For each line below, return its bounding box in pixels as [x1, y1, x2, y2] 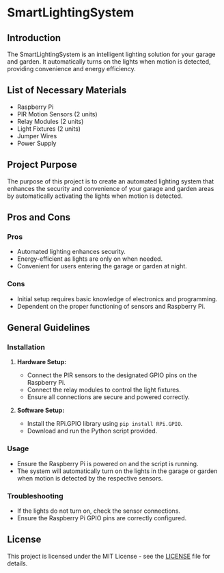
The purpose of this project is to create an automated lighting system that [7, 177, 214, 186]
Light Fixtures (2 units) [16, 125, 81, 133]
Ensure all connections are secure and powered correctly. [27, 393, 190, 401]
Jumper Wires [16, 131, 57, 140]
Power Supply [16, 139, 57, 147]
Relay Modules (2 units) [16, 117, 84, 125]
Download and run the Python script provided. [27, 426, 158, 435]
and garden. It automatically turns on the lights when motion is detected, [7, 58, 211, 66]
